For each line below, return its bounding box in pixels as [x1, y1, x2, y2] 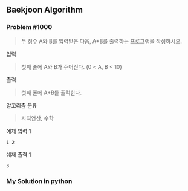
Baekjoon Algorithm [6, 5, 83, 15]
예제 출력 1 [6, 151, 31, 158]
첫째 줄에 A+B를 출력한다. [21, 89, 82, 96]
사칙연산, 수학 [21, 114, 54, 121]
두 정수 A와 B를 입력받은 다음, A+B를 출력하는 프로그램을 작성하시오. [21, 37, 183, 45]
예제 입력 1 [6, 127, 31, 135]
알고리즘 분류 [6, 102, 37, 109]
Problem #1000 [6, 23, 53, 31]
